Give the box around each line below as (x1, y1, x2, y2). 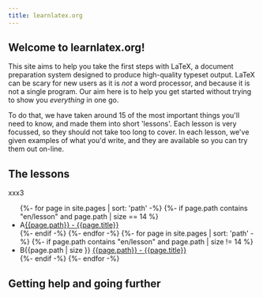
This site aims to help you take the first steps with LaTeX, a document (8, 62, 235, 71)
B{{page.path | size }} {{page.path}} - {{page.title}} (19, 246, 187, 255)
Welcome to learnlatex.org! (8, 41, 145, 55)
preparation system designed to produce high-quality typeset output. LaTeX (8, 70, 255, 80)
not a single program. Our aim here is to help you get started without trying (8, 87, 252, 96)
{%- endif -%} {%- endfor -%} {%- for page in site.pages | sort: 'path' (19, 228, 249, 238)
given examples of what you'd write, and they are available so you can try (8, 136, 248, 145)
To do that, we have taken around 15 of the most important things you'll (8, 111, 240, 120)
